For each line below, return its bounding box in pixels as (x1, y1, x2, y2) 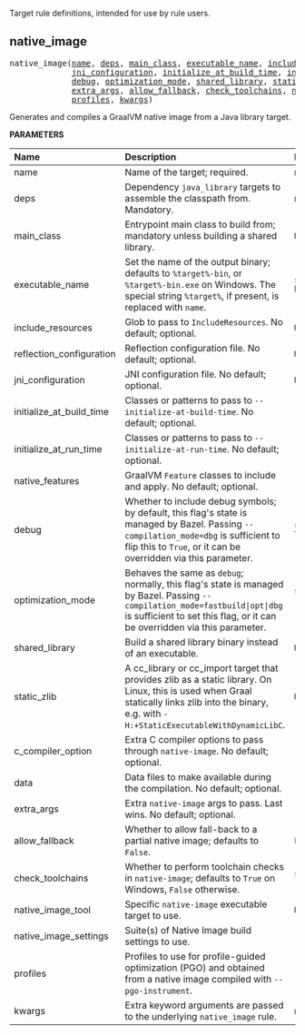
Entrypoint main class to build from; (124, 218, 276, 231)
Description (124, 150, 177, 163)
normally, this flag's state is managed (124, 577, 284, 590)
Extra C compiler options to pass (124, 733, 264, 745)
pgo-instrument (124, 985, 191, 996)
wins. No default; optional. (124, 808, 236, 821)
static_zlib (14, 690, 57, 703)
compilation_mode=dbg (124, 530, 218, 541)
